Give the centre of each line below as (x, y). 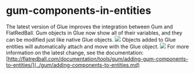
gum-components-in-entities (79, 11)
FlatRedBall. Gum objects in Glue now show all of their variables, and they (94, 32)
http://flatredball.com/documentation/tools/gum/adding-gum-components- (98, 58)
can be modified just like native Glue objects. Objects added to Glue (91, 39)
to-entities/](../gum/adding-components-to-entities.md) (73, 65)
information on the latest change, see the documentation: (75, 53)
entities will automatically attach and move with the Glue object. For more (97, 46)
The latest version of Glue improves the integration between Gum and (90, 27)
